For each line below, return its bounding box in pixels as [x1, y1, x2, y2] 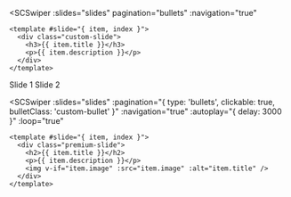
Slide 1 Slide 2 [9, 79, 61, 90]
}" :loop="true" [9, 116, 64, 126]
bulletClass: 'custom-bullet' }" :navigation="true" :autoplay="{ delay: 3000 [9, 106, 282, 117]
